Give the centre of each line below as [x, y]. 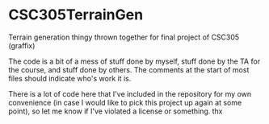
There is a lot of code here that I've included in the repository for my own [130, 93]
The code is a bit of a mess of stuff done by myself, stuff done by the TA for [134, 61]
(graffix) [22, 45]
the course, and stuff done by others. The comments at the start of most [129, 69]
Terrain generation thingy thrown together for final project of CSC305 [124, 37]
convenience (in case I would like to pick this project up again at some [125, 102]
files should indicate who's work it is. [70, 78]
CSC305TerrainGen [76, 15]
